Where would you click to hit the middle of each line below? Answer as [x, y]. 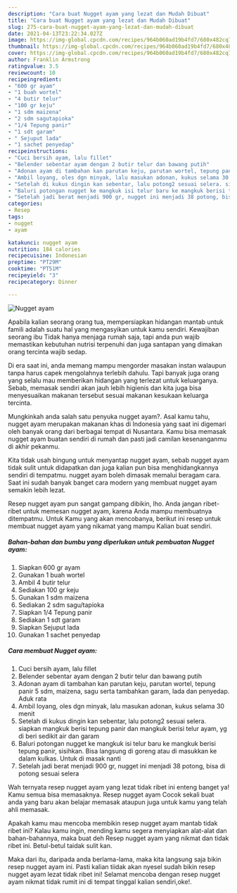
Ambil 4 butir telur [44, 582]
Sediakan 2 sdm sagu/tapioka [61, 605]
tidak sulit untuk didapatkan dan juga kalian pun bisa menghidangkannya [113, 467]
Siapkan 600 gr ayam [49, 567]
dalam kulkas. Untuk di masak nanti [70, 758]
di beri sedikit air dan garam [59, 736]
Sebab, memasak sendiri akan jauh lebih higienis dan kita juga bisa [105, 387]
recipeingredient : [35, 79]
